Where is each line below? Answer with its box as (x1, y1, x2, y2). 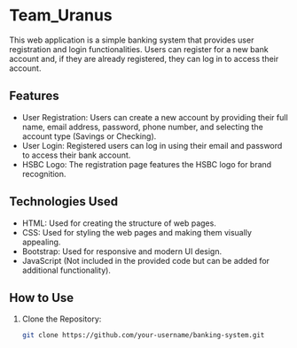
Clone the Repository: (21, 313, 102, 324)
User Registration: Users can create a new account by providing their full (21, 112, 288, 122)
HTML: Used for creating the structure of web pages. (21, 218, 217, 228)
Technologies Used (9, 194, 118, 209)
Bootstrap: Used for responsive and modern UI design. (21, 245, 223, 257)
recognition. (21, 168, 66, 179)
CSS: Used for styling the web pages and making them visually (21, 227, 253, 237)
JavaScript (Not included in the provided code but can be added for (21, 255, 270, 266)
